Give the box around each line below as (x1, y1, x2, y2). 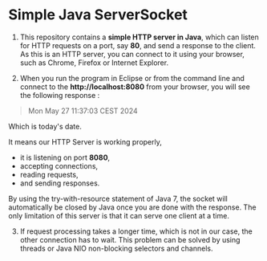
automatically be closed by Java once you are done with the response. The (8, 202, 257, 212)
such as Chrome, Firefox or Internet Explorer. (19, 58, 169, 67)
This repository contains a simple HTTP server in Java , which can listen (19, 32, 259, 42)
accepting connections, (19, 161, 99, 170)
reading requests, (19, 169, 79, 179)
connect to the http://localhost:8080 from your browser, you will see (19, 82, 250, 92)
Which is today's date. (8, 121, 82, 131)
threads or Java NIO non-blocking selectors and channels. (19, 243, 213, 253)
